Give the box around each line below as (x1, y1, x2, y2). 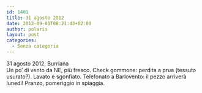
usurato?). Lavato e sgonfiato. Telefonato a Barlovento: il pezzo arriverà (6, 73, 187, 80)
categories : (6, 37, 37, 43)
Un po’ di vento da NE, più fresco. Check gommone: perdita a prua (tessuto (6, 66, 196, 73)
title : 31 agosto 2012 (6, 15, 64, 21)
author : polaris (6, 26, 48, 32)
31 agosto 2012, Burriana (6, 59, 69, 67)
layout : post (6, 32, 40, 38)
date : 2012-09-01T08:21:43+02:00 (6, 20, 92, 26)
